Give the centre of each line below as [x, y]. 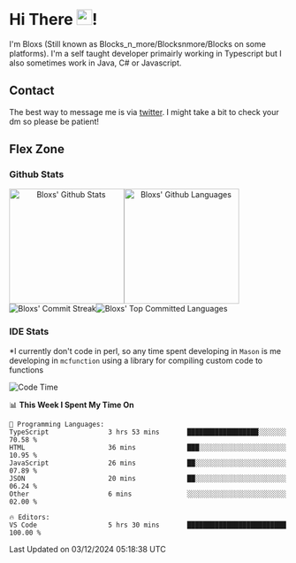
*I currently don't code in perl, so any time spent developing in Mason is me [145, 351]
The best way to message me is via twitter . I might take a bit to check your [144, 112]
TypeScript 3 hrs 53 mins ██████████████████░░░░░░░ [148, 432]
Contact [32, 91]
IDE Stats [29, 332]
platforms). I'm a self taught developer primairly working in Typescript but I [145, 53]
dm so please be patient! [54, 121]
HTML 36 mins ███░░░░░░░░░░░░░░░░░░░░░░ [148, 447]
